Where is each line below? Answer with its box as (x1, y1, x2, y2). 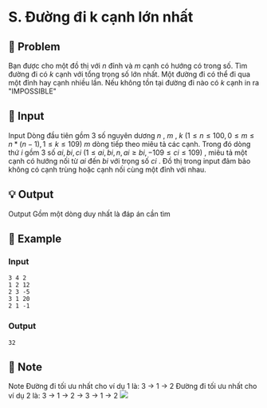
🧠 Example (8, 232, 62, 246)
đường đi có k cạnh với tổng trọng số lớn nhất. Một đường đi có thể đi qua (8, 69, 251, 79)
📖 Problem (8, 40, 61, 53)
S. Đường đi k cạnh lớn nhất (8, 8, 194, 26)
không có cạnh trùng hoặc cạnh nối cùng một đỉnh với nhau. (8, 164, 207, 174)
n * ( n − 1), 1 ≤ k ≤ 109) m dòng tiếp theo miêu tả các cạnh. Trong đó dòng (8, 139, 251, 149)
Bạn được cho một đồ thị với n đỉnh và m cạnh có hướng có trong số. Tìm (8, 61, 248, 70)
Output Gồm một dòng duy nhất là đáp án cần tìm (8, 208, 171, 219)
